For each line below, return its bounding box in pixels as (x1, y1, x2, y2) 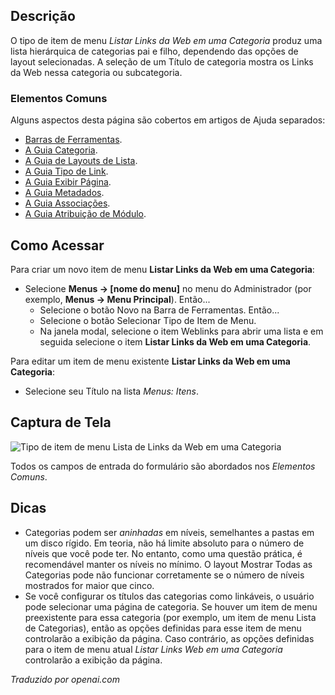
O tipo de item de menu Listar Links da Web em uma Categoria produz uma (10, 34, 323, 46)
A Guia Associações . (24, 197, 111, 209)
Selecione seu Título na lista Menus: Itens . (24, 385, 199, 397)
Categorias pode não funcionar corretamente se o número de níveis (24, 569, 305, 581)
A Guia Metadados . (24, 187, 105, 199)
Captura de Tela (10, 414, 112, 431)
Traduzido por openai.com (10, 673, 121, 685)
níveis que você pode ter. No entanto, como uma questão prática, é (24, 547, 303, 559)
